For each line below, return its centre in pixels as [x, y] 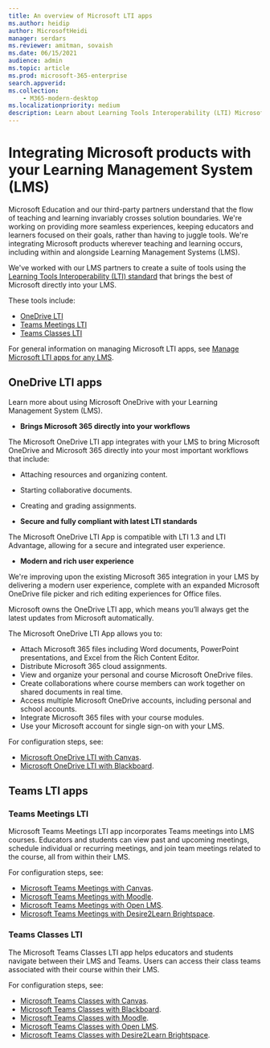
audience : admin [35, 61]
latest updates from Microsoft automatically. [81, 617]
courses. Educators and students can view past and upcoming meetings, [129, 840]
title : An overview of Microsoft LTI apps [80, 16]
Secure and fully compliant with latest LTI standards [108, 521]
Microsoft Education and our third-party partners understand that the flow [131, 209]
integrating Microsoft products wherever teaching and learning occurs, [126, 243]
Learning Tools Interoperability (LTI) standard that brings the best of [121, 276]
